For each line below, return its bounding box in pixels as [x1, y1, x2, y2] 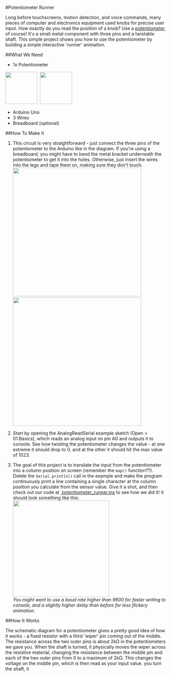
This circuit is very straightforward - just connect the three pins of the [12, 140, 160, 146]
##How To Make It [5, 130, 45, 136]
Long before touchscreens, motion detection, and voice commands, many [5, 14, 161, 20]
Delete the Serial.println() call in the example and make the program [12, 473, 162, 479]
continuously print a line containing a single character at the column [12, 478, 156, 484]
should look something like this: [12, 495, 80, 501]
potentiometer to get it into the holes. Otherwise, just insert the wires [12, 156, 158, 163]
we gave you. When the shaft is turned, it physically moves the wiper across [5, 644, 166, 650]
